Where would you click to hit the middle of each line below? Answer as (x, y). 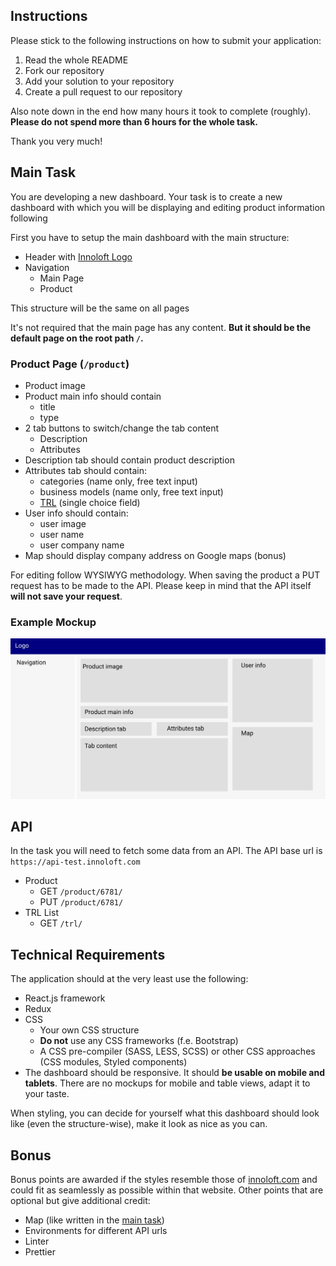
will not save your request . (66, 596)
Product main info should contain (93, 396)
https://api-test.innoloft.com (75, 862)
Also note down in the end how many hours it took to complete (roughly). (161, 111)
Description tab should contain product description (129, 460)
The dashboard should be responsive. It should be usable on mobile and (174, 1073)
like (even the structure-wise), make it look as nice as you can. (139, 1124)
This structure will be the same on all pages (100, 308)
